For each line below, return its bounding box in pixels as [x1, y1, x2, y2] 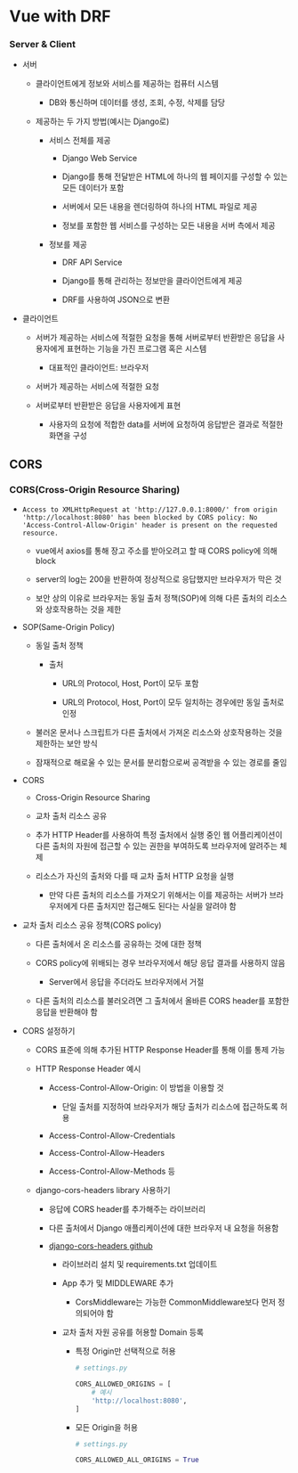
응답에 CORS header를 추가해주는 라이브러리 [48, 1204, 206, 1215]
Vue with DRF [9, 6, 111, 27]
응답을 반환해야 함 [35, 1007, 98, 1018]
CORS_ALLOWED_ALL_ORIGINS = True [75, 1455, 199, 1465]
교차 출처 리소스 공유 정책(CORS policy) [21, 920, 162, 930]
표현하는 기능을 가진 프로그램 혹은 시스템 [66, 343, 207, 354]
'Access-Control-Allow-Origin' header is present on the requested [21, 521, 278, 530]
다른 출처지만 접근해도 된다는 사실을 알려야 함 [79, 901, 238, 912]
